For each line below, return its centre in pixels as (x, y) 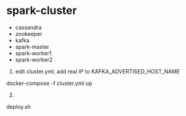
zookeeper (29, 33)
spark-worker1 (33, 53)
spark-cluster (42, 11)
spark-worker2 (34, 60)
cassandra (28, 27)
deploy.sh (19, 106)
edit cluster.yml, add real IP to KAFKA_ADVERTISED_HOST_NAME (98, 71)
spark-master (32, 47)
